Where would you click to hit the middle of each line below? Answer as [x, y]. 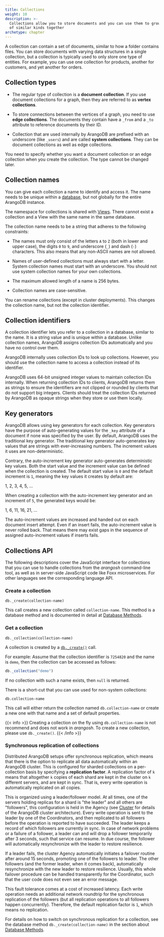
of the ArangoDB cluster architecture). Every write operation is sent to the [79, 813]
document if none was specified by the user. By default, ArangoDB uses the [81, 436]
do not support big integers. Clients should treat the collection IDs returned [81, 393]
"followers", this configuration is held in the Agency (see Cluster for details [80, 807]
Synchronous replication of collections [52, 745]
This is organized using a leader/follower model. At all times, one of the [76, 797]
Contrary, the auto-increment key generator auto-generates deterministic [79, 461]
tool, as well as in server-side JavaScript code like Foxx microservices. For [80, 573]
